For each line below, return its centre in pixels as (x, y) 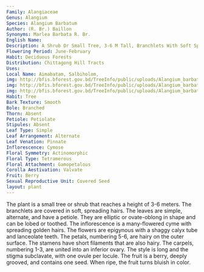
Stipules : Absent (28, 125)
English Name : (24, 40)
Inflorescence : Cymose (35, 147)
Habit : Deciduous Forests (39, 57)
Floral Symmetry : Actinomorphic (47, 153)
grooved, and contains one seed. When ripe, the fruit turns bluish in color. (99, 262)
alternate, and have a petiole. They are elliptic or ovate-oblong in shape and (101, 217)
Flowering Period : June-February (49, 52)
